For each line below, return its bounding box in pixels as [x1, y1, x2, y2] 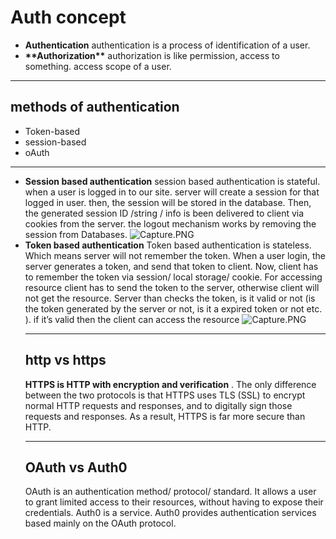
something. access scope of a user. [24, 60, 172, 72]
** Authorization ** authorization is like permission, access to [24, 49, 280, 61]
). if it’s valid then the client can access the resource [24, 313, 240, 325]
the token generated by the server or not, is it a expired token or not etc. [24, 302, 323, 315]
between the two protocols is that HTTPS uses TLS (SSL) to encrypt [24, 389, 306, 401]
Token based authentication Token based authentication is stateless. [24, 239, 312, 251]
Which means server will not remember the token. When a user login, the [24, 249, 326, 261]
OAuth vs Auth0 [24, 459, 128, 476]
